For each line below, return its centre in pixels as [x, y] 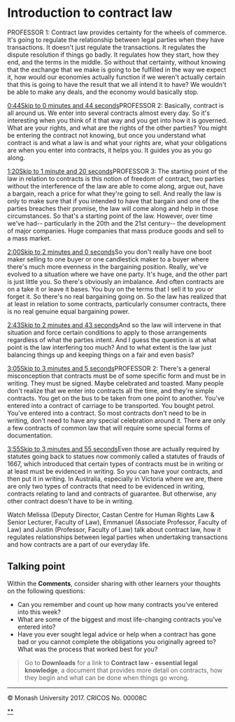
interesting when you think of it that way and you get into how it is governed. [117, 120]
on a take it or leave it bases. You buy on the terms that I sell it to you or [111, 289]
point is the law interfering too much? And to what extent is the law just [109, 347]
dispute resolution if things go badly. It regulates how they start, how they [113, 55]
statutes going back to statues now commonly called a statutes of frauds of [116, 456]
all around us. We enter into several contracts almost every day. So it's [109, 113]
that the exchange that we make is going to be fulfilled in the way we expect [117, 69]
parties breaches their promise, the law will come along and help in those [113, 208]
